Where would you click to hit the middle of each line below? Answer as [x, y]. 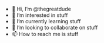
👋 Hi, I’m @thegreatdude [41, 9]
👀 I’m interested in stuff [40, 15]
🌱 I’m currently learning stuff [46, 21]
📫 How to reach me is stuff [45, 34]
